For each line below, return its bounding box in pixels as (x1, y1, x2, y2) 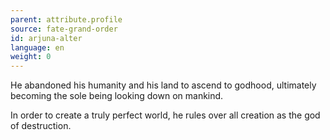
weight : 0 (10, 52, 52, 62)
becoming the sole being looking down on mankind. (10, 90, 224, 102)
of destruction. (10, 120, 72, 132)
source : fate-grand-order (10, 24, 118, 34)
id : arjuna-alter (10, 33, 83, 43)
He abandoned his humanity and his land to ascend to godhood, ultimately (10, 79, 317, 91)
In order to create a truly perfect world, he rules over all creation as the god (10, 109, 321, 121)
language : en (10, 42, 65, 53)
